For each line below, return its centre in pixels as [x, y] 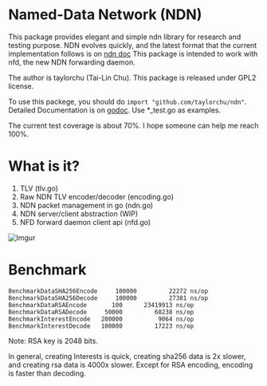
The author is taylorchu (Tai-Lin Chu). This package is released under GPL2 [132, 77]
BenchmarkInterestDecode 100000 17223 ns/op [101, 326]
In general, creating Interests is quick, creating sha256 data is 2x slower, [127, 356]
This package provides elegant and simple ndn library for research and [125, 37]
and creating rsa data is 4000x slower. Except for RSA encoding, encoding [131, 364]
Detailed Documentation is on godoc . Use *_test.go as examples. [115, 110]
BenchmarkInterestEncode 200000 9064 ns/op [101, 319]
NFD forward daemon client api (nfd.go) [85, 222]
